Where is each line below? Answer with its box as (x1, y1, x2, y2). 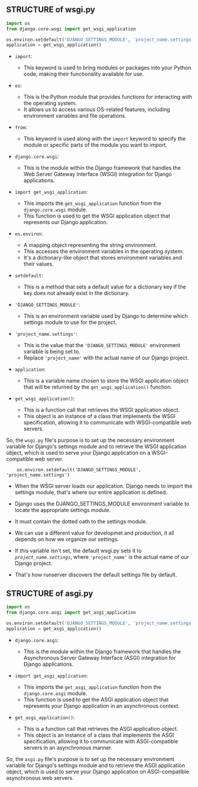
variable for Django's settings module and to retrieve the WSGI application (6, 443, 187, 450)
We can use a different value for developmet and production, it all (14, 529, 174, 537)
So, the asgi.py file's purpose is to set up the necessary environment (6, 755, 174, 762)
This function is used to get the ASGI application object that (23, 696, 169, 703)
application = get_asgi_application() (6, 626, 102, 631)
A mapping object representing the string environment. (23, 242, 158, 249)
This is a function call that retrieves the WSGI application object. (23, 406, 180, 413)
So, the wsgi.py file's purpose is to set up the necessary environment (6, 437, 174, 444)
